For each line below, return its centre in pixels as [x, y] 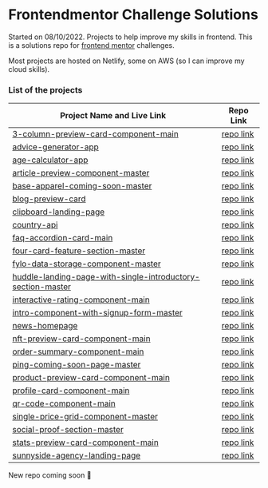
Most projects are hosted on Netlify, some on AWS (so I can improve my [126, 61]
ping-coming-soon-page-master [77, 365]
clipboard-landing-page [59, 212]
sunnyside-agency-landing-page [77, 455]
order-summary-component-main [78, 351]
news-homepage [45, 326]
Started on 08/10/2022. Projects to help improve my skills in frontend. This [130, 37]
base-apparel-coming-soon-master [82, 186]
